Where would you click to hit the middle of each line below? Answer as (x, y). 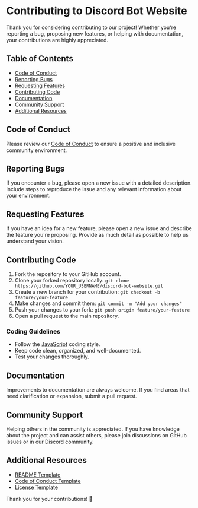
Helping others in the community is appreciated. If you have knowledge (93, 429)
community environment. (37, 150)
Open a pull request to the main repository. (67, 316)
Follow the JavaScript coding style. (57, 344)
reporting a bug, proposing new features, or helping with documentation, (95, 33)
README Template (38, 474)
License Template (36, 487)
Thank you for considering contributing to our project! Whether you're (91, 27)
